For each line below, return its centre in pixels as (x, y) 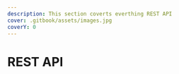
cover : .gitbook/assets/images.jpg (60, 20)
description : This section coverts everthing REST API (90, 14)
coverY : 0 (22, 27)
